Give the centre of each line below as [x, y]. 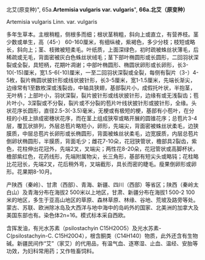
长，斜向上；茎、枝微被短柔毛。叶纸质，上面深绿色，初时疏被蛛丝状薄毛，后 [103, 49]
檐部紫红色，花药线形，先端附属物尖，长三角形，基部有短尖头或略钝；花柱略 [103, 156]
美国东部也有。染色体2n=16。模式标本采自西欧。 [68, 215]
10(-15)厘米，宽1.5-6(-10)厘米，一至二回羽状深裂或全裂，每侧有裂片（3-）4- [103, 72]
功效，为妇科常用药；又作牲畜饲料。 [52, 251]
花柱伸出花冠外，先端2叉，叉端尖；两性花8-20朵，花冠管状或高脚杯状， [107, 149]
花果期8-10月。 [36, 172]
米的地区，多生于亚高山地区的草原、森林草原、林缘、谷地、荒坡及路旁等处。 [103, 200]
